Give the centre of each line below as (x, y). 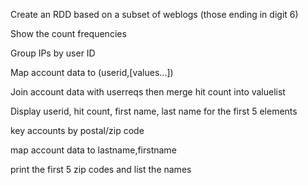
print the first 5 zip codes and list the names (101, 169)
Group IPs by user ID (53, 53)
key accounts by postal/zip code (77, 130)
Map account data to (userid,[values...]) (92, 72)
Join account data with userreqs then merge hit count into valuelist (148, 92)
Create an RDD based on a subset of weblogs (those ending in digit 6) (154, 14)
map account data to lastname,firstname (93, 150)
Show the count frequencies (68, 33)
